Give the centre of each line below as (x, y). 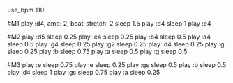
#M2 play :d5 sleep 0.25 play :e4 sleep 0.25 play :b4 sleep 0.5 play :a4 (109, 37)
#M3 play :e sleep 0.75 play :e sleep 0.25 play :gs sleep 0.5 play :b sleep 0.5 (117, 65)
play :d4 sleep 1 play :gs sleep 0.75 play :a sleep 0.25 (84, 72)
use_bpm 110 (26, 10)
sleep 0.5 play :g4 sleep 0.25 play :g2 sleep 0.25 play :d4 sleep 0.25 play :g (116, 44)
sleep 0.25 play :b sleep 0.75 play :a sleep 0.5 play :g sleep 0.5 (97, 52)
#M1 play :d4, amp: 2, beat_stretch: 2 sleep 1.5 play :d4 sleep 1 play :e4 (109, 23)
